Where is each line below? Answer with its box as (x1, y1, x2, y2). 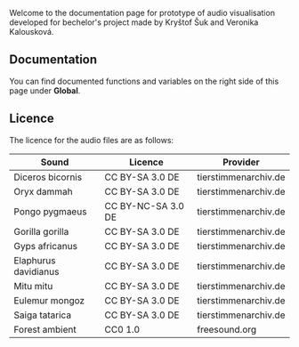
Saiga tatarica (13, 309, 72, 321)
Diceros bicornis (13, 171, 83, 183)
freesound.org (197, 323, 257, 335)
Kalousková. (9, 27, 54, 36)
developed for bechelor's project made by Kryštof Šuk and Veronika (9, 17, 259, 28)
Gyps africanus (13, 239, 78, 252)
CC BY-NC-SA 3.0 (104, 199, 185, 212)
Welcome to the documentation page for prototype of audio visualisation (9, 8, 276, 18)
